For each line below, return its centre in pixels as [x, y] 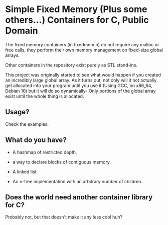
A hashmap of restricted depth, [45, 152]
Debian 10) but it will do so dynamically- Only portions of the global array [80, 91]
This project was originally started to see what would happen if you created [83, 74]
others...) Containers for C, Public [77, 20]
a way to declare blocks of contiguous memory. [62, 162]
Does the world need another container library [79, 197]
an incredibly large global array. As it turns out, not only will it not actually [81, 80]
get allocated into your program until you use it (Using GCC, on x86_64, [79, 85]
